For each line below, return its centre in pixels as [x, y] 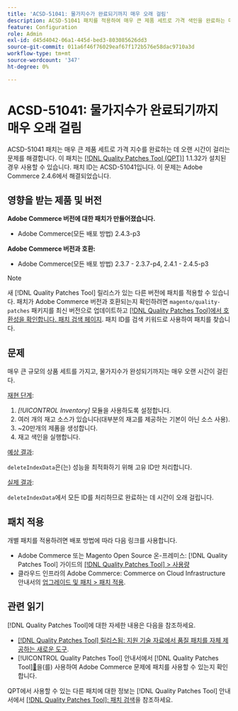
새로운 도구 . [53, 649]
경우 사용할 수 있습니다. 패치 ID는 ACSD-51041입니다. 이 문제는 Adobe [105, 167]
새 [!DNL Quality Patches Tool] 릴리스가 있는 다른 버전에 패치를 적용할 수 [109, 293]
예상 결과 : [21, 452]
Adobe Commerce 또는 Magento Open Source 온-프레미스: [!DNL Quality [123, 555]
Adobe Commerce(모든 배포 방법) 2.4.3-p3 [79, 234]
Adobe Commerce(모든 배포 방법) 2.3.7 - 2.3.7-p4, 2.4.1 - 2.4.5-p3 [113, 264]
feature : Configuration [42, 27]
